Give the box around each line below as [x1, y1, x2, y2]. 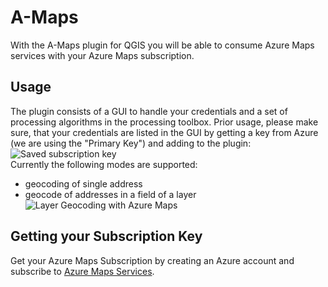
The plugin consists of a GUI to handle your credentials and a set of [10, 105, 288, 117]
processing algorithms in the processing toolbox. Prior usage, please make [10, 116, 319, 128]
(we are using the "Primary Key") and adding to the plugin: [10, 137, 252, 149]
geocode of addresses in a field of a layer [24, 188, 197, 200]
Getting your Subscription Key [10, 228, 203, 245]
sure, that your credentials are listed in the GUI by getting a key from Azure [10, 126, 319, 138]
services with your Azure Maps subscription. [10, 49, 195, 61]
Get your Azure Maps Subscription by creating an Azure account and [10, 254, 295, 266]
